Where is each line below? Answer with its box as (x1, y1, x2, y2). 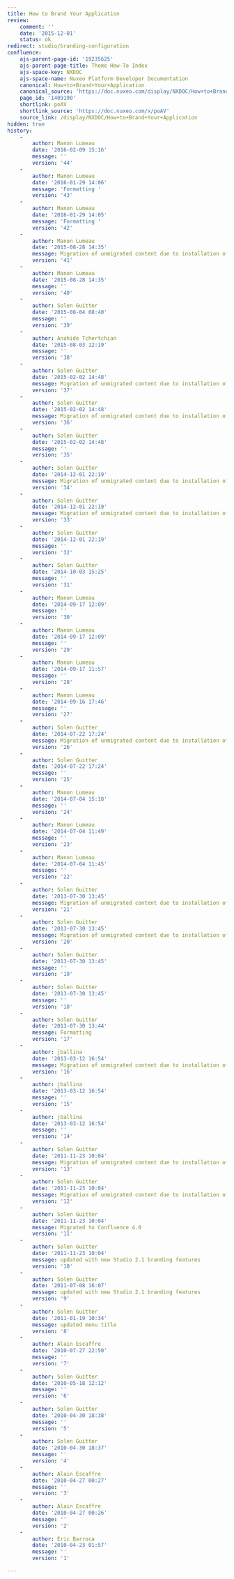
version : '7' (32, 1360, 70, 1367)
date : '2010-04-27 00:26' (32, 1509, 108, 1516)
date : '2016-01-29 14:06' (32, 179, 108, 186)
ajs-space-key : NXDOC (19, 68, 82, 75)
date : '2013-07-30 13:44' (32, 1023, 108, 1030)
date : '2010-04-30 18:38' (32, 1411, 108, 1419)
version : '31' (32, 581, 73, 588)
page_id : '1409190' (19, 95, 77, 102)
